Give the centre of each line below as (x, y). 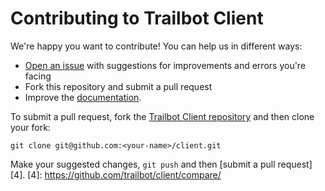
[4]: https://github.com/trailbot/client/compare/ (124, 174)
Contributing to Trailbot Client (137, 18)
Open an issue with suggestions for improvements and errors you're (165, 65)
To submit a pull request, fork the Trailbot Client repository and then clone (162, 116)
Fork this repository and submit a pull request (118, 86)
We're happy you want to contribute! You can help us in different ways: (156, 46)
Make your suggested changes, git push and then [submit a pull (143, 164)
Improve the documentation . (83, 97)
